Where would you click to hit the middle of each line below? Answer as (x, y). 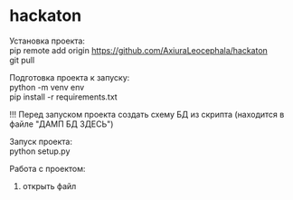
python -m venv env (47, 87)
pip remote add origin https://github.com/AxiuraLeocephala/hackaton (139, 50)
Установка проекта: (47, 41)
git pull (22, 60)
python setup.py (40, 151)
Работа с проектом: (47, 168)
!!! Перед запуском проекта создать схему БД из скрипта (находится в (147, 114)
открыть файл (49, 186)
